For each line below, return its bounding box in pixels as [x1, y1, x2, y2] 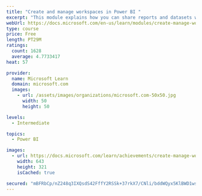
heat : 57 [6, 59, 28, 65]
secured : [6, 180, 28, 186]
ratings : [6, 43, 28, 49]
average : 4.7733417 [11, 54, 61, 60]
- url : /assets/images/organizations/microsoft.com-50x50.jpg [17, 93, 176, 99]
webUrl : [6, 20, 26, 26]
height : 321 [17, 164, 47, 170]
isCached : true [17, 170, 55, 176]
